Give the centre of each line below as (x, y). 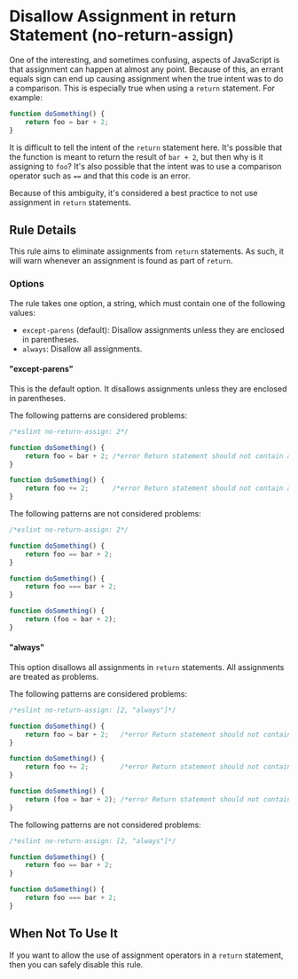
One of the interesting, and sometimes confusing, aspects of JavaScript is (145, 59)
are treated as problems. (54, 676)
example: (26, 97)
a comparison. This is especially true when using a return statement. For (142, 88)
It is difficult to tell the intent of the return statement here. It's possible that (146, 147)
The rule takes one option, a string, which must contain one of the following (147, 303)
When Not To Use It (63, 934)
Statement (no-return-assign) (122, 35)
